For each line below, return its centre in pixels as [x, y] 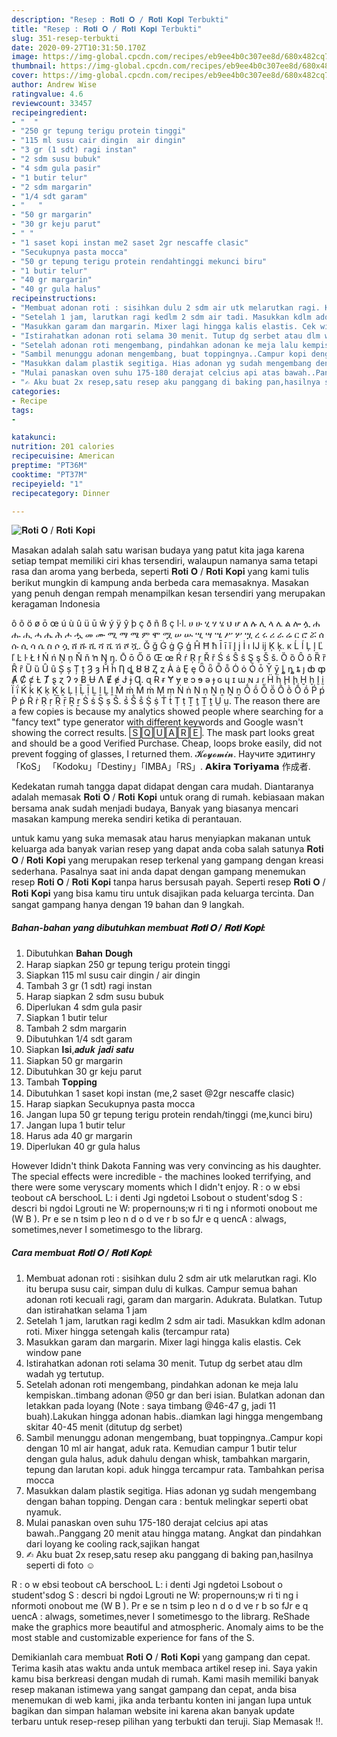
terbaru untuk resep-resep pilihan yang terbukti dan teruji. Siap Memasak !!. [167, 1722]
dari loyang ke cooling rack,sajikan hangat [112, 1544]
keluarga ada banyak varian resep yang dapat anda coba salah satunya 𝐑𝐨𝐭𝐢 [167, 849]
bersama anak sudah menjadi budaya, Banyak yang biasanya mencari [155, 808]
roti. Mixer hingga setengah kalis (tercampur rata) [128, 1332]
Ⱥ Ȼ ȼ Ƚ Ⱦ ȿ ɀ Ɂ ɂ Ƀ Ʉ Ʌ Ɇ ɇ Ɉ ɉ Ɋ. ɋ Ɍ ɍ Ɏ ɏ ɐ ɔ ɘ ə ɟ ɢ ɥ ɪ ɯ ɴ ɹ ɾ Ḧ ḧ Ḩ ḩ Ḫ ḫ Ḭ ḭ [167, 680]
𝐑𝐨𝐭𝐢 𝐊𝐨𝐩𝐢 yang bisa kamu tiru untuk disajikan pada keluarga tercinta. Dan [162, 893]
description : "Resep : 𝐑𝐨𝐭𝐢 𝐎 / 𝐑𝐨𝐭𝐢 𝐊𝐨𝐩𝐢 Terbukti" [120, 19]
